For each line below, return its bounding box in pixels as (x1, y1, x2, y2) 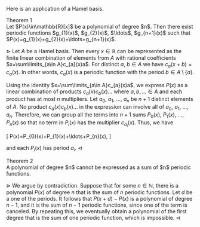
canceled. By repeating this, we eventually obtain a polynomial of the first (6, 207, 187, 214)
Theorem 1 (6, 17, 32, 23)
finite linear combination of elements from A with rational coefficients (6, 54, 176, 62)
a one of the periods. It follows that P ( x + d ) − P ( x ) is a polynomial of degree (6, 195, 193, 202)
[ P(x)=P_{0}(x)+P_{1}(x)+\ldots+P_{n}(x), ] (6, 133, 112, 140)
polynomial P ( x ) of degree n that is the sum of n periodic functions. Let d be (6, 188, 193, 196)
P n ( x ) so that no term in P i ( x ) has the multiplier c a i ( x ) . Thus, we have (6, 119, 174, 128)
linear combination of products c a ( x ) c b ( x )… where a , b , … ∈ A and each (6, 88, 183, 96)
